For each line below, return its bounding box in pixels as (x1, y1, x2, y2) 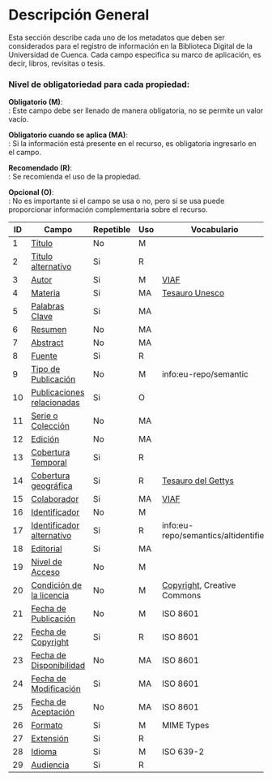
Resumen (31, 324, 67, 335)
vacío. (8, 114, 29, 124)
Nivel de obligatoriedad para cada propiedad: (8, 79, 190, 90)
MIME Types (161, 720, 210, 731)
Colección (31, 421, 70, 432)
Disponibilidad (31, 660, 86, 671)
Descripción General (8, 6, 150, 24)
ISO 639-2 (161, 746, 205, 757)
